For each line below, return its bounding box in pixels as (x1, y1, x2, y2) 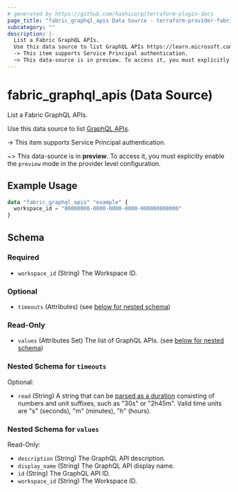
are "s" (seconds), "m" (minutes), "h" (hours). (17, 406, 152, 415)
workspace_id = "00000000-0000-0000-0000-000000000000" (13, 205, 182, 213)
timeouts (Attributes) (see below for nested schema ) (17, 303, 171, 311)
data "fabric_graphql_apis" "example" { (7, 199, 129, 206)
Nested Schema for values (7, 424, 99, 434)
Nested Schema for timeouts (7, 362, 107, 371)
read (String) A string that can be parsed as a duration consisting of (17, 391, 215, 400)
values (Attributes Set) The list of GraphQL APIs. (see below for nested (17, 336, 225, 345)
